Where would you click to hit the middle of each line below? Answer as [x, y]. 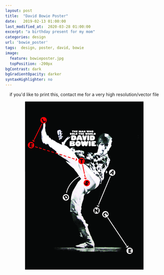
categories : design [26, 37]
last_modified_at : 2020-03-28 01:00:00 [48, 27]
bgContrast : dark [23, 69]
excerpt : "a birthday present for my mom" [50, 32]
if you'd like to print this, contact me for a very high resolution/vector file [84, 95]
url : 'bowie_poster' [27, 43]
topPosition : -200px [31, 64]
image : [12, 53]
